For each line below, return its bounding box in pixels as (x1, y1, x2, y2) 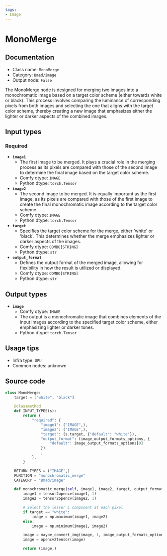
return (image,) (23, 546, 57, 551)
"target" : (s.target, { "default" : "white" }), (40, 431, 137, 436)
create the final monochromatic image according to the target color (19, 201, 158, 207)
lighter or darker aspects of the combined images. (5, 113, 108, 119)
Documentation (5, 53, 55, 62)
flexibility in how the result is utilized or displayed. (19, 265, 122, 271)
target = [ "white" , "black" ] (14, 395, 75, 400)
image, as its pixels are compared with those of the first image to (19, 196, 153, 202)
